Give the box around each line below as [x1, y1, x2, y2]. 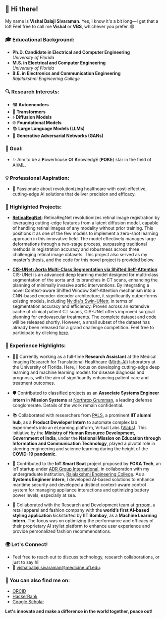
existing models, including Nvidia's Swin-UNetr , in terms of [12, 298, 133, 304]
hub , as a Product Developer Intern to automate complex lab [12, 419, 138, 425]
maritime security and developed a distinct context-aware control [12, 481, 146, 487]
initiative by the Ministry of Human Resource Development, [12, 430, 135, 436]
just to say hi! [12, 559, 40, 565]
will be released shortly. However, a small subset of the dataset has [12, 319, 150, 325]
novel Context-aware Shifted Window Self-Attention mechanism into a [12, 287, 156, 293]
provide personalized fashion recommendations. [12, 528, 111, 534]
